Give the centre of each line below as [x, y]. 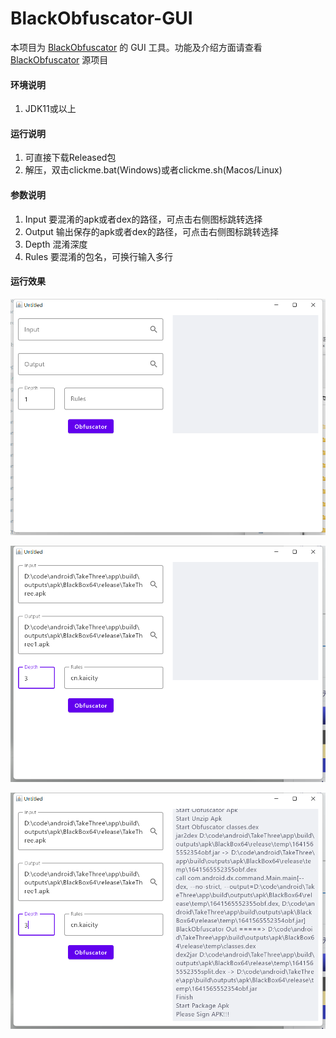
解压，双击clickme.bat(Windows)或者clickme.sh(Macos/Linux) [153, 170]
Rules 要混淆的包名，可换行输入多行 [98, 256]
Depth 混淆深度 [56, 244]
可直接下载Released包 [70, 158]
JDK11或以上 [50, 109]
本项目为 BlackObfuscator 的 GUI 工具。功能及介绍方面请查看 [136, 47]
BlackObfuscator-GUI [101, 18]
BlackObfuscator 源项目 [59, 59]
